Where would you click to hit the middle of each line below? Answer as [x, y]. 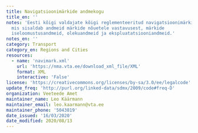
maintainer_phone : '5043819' [42, 110]
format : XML [31, 72]
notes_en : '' [22, 39]
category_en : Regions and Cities [47, 50]
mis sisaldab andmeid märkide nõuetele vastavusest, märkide [88, 28]
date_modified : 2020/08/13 [39, 121]
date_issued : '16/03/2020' [39, 115]
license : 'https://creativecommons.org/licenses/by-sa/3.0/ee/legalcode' [99, 83]
